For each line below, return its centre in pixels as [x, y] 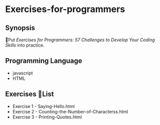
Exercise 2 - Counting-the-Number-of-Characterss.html [70, 111]
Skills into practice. [25, 45]
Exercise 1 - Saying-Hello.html [44, 106]
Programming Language [44, 61]
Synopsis [20, 28]
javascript [23, 73]
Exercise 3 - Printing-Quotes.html [47, 117]
